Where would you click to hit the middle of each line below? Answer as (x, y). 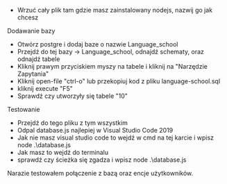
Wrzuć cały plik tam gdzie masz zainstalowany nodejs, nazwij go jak (115, 10)
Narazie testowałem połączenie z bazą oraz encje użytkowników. (100, 173)
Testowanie (24, 109)
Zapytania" (33, 74)
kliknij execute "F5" (45, 89)
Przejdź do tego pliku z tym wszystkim (73, 123)
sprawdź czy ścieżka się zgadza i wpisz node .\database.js (102, 160)
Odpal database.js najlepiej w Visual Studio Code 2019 (95, 130)
